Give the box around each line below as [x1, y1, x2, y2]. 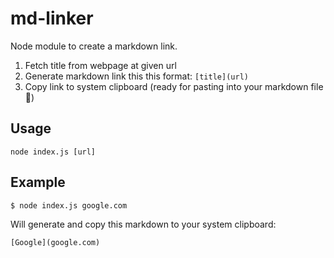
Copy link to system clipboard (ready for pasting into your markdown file [24, 80, 324, 92]
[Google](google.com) [10, 237, 101, 247]
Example [10, 174, 66, 191]
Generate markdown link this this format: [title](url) [24, 70, 249, 82]
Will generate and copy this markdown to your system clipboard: [10, 218, 277, 230]
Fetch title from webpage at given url [24, 59, 177, 71]
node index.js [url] [10, 147, 97, 157]
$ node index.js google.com [10, 200, 128, 211]
